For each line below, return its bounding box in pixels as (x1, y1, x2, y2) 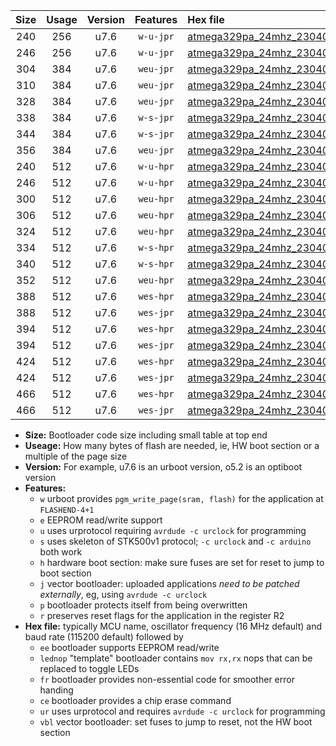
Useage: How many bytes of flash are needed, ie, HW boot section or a (24, 440, 320, 451)
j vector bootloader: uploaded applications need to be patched (39, 578, 300, 589)
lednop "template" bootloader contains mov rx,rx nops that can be (39, 652, 313, 664)
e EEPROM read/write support (39, 514, 163, 526)
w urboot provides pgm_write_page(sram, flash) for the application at (39, 493, 324, 504)
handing (39, 684, 74, 696)
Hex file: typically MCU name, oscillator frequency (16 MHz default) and (24, 620, 323, 632)
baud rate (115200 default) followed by (24, 631, 184, 643)
